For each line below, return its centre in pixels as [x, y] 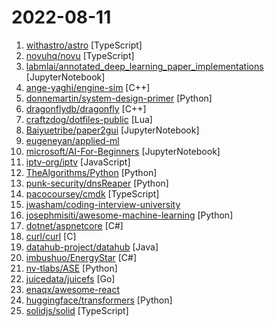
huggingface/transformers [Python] [99, 300]
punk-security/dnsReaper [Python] [97, 183]
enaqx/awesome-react [73, 289]
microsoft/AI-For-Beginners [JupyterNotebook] [123, 151]
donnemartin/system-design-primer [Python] [119, 98]
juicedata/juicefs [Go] [70, 278]
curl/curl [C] [51, 236]
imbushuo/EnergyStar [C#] [81, 257]
